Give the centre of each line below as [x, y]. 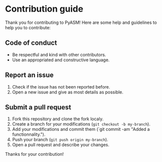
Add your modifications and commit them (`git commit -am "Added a [81, 129]
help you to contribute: [28, 27]
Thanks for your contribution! [34, 154]
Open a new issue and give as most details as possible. [68, 92]
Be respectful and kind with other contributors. [59, 54]
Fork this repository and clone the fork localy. [58, 119]
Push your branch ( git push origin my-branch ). [60, 140]
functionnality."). [29, 134]
